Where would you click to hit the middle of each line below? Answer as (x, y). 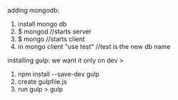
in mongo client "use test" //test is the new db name (94, 46)
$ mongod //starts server (54, 32)
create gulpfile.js (42, 82)
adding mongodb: (33, 10)
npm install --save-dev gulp (58, 74)
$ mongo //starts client (51, 39)
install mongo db (42, 24)
